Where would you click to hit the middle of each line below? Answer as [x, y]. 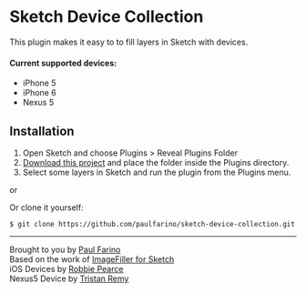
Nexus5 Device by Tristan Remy [69, 278]
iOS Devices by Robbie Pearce [66, 268]
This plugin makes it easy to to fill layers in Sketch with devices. [129, 42]
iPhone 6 [39, 93]
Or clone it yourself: [46, 207]
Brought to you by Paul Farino [65, 249]
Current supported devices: [63, 63]
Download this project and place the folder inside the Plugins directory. [156, 162]
